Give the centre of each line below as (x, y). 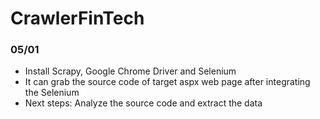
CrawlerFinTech (77, 18)
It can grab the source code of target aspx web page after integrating (167, 82)
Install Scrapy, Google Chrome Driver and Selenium (130, 71)
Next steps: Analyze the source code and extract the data (143, 103)
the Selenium (52, 93)
